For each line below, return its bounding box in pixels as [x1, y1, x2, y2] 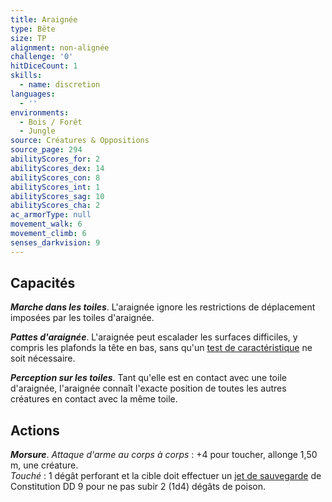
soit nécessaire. [10, 352, 76, 365]
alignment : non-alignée [10, 42, 110, 53]
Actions [10, 422, 60, 439]
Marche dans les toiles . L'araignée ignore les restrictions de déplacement [10, 301, 316, 313]
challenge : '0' [10, 52, 74, 62]
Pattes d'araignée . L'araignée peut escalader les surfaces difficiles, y [10, 331, 298, 343]
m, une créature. [10, 459, 79, 471]
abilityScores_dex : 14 [10, 163, 105, 173]
